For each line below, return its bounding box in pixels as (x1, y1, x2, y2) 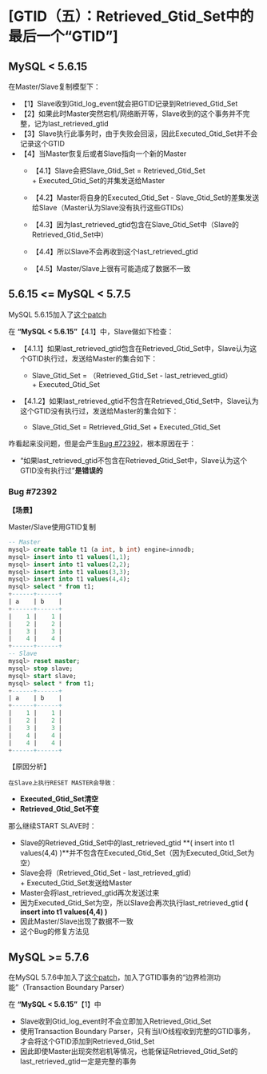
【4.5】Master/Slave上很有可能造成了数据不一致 (31, 264, 191, 273)
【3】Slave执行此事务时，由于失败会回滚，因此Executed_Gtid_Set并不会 (19, 129, 258, 138)
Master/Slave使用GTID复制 (8, 522, 97, 532)
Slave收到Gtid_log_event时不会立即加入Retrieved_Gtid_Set (19, 1016, 212, 1026)
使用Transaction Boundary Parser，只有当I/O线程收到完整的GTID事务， (19, 1027, 255, 1036)
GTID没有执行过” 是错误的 (19, 465, 103, 475)
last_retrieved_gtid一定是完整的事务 (19, 1056, 137, 1066)
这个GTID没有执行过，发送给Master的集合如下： (19, 405, 179, 416)
